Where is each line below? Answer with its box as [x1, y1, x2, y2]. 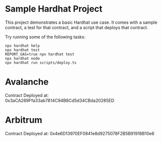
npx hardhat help [5, 43, 40, 48]
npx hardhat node [5, 56, 40, 61]
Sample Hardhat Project [5, 3, 103, 15]
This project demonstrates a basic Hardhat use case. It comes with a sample [5, 19, 158, 25]
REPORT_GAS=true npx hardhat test [5, 52, 75, 57]
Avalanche [5, 77, 49, 88]
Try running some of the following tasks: [5, 34, 86, 40]
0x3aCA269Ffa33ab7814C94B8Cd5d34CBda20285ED [5, 97, 115, 103]
